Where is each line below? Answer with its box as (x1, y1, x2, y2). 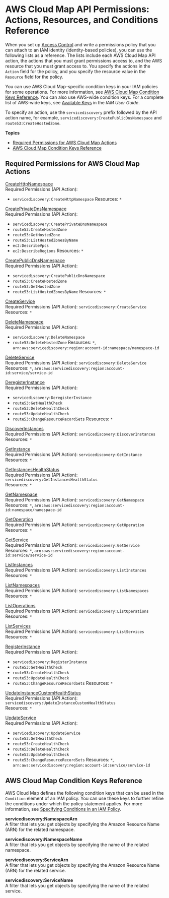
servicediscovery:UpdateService (12, 731, 80, 736)
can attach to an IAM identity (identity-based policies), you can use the (5, 47, 152, 53)
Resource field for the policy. (5, 74, 63, 80)
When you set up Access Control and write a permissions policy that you (5, 41, 156, 47)
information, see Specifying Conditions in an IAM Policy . (5, 806, 122, 812)
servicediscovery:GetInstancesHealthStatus (5, 477, 98, 482)
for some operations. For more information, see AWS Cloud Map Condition (5, 89, 159, 95)
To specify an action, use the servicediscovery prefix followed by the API (5, 109, 157, 115)
